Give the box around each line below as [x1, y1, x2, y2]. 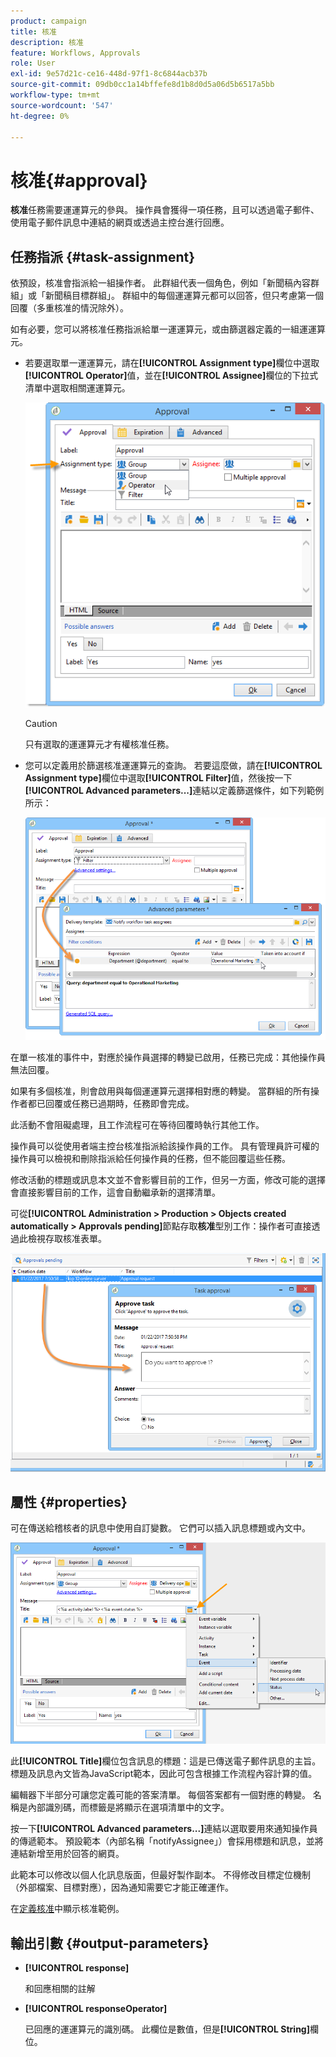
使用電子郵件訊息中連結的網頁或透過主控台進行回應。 [10, 216, 230, 229]
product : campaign [10, 16, 87, 26]
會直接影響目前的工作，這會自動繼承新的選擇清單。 [10, 1186, 221, 1198]
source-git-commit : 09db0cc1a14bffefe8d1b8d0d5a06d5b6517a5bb [10, 80, 275, 90]
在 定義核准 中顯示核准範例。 [10, 1903, 125, 1915]
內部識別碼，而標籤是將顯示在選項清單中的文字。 [27, 1801, 230, 1814]
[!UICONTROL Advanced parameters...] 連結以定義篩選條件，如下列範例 [24, 784, 325, 796]
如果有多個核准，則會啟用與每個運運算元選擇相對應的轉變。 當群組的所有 [10, 1085, 311, 1097]
